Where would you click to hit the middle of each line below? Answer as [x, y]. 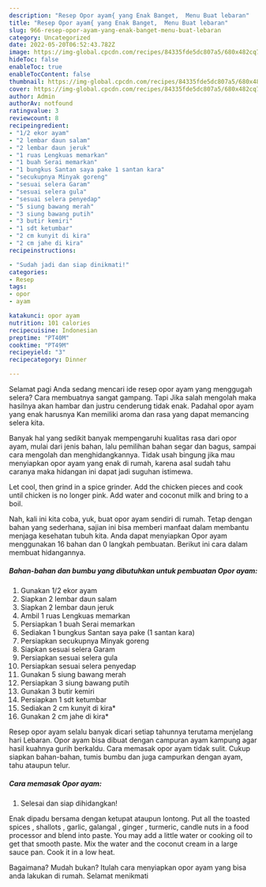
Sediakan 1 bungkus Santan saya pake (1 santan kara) [108, 632]
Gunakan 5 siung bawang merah [73, 674]
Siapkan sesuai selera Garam [67, 649]
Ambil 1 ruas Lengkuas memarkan [75, 615]
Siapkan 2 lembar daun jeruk [67, 607]
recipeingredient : [39, 126]
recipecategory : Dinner [48, 360]
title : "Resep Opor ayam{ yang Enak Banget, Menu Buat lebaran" [118, 23]
